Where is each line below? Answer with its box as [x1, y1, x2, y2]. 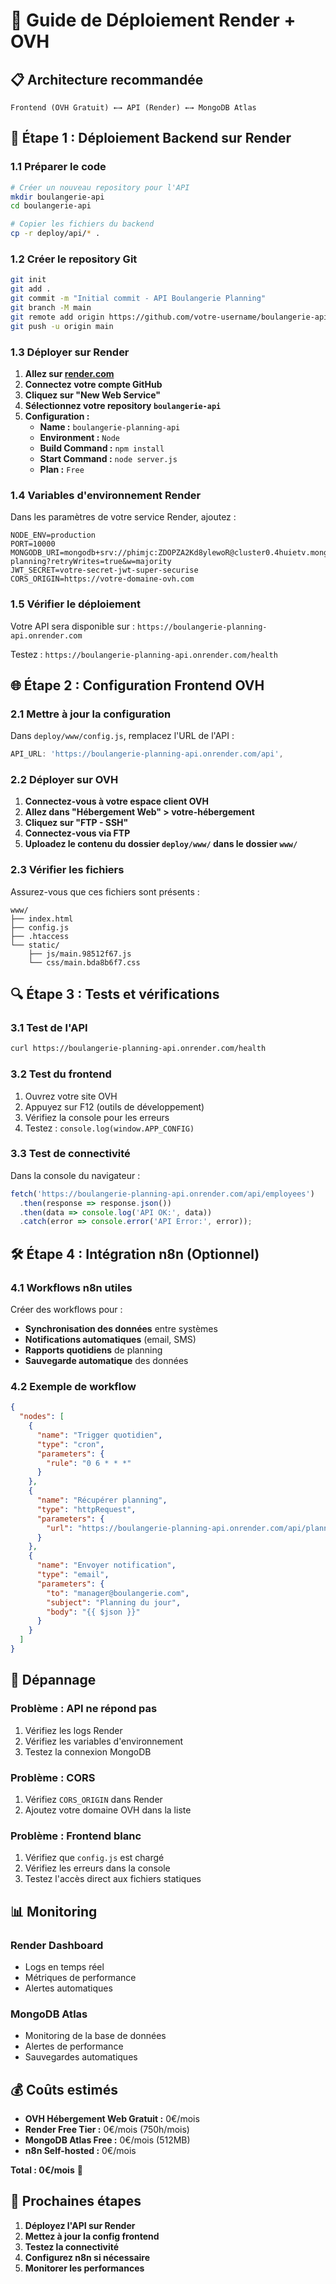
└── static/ [10, 940, 60, 950]
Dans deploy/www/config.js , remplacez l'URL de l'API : [10, 730, 235, 742]
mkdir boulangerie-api [10, 192, 105, 202]
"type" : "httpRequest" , [36, 1504, 137, 1514]
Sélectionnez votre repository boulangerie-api [24, 399, 222, 411]
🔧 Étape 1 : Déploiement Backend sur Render [10, 130, 292, 147]
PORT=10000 [10, 539, 56, 549]
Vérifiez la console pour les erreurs [24, 1111, 170, 1123]
